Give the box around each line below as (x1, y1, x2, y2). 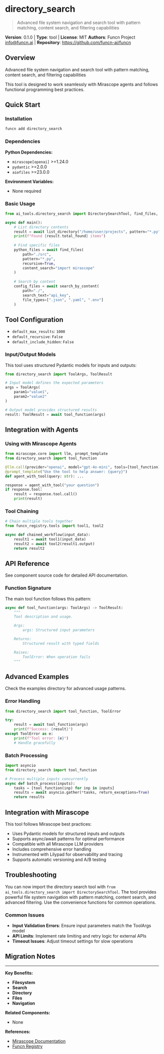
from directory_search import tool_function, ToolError (5, 709, 121, 714)
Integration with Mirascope (5, 808, 89, 816)
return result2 (14, 546, 45, 551)
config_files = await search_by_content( (14, 284, 99, 289)
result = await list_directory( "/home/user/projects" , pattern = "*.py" (14, 229, 161, 234)
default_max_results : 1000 (12, 329, 65, 335)
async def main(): (5, 220, 42, 225)
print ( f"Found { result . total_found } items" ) (14, 234, 106, 239)
